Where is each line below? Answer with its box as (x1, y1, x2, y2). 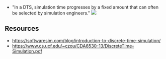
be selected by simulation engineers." (12, 10, 91, 16)
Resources (5, 24, 39, 33)
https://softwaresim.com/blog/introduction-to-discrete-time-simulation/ (12, 37, 161, 44)
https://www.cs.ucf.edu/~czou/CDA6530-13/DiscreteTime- (12, 43, 134, 49)
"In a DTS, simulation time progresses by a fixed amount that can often (12, 4, 159, 10)
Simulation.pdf (12, 48, 42, 54)
